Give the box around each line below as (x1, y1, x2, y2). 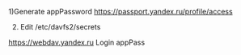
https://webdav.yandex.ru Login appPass (8, 37, 146, 47)
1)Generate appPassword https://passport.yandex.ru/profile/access (8, 7, 233, 16)
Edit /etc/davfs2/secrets (19, 22, 101, 31)
